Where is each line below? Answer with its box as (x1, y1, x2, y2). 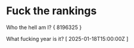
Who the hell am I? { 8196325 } (6, 24, 82, 31)
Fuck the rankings (6, 4, 97, 18)
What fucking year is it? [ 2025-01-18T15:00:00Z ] (6, 35, 129, 42)
